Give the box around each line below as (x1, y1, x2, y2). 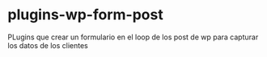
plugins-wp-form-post (7, 6, 163, 24)
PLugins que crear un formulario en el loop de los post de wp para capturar (7, 32, 259, 42)
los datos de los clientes (7, 40, 88, 50)
